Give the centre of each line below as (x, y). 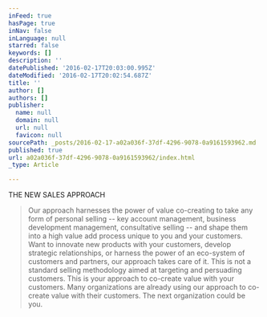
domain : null (37, 120)
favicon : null (39, 135)
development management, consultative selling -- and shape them (138, 228)
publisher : (26, 105)
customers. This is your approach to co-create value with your (131, 278)
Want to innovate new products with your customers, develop (129, 245)
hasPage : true (32, 23)
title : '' (25, 83)
